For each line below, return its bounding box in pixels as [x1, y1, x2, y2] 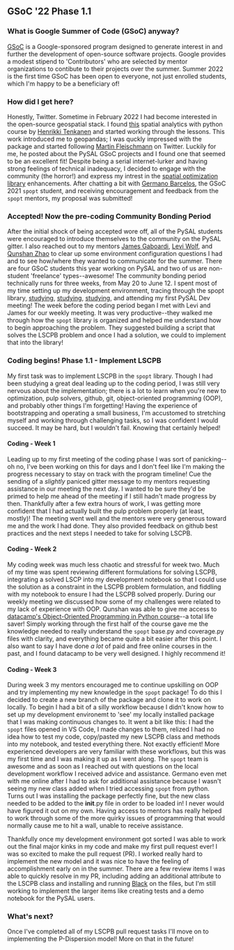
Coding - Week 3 [7, 665, 57, 673]
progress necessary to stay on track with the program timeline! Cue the [7, 470, 212, 478]
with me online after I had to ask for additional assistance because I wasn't [7, 777, 221, 786]
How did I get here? [7, 97, 75, 107]
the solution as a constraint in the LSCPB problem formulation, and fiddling [7, 582, 221, 591]
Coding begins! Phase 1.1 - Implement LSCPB [7, 355, 162, 365]
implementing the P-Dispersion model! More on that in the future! [7, 935, 194, 943]
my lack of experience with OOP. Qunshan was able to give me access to [7, 604, 217, 613]
